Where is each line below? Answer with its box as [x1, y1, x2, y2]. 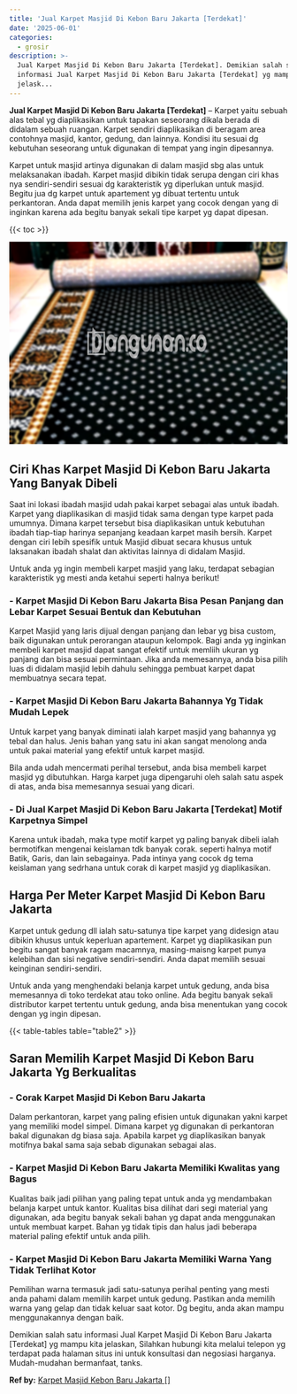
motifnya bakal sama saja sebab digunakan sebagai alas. [9, 1140, 217, 1151]
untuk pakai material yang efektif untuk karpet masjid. [9, 744, 205, 756]
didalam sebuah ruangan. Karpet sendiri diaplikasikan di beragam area [9, 124, 266, 135]
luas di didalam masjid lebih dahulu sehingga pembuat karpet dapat [9, 664, 255, 674]
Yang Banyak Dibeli [9, 475, 118, 490]
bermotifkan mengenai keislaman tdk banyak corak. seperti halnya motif [9, 843, 272, 854]
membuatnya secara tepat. [9, 673, 108, 683]
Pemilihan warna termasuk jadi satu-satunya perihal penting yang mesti [9, 1284, 270, 1295]
